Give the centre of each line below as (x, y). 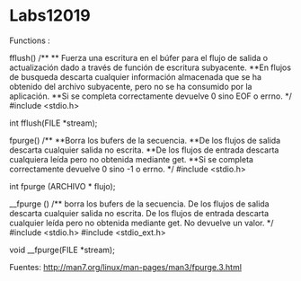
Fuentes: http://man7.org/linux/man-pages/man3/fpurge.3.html (126, 267)
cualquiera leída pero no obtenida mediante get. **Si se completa (132, 159)
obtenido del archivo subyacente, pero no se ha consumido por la (131, 86)
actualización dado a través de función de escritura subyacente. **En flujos (150, 67)
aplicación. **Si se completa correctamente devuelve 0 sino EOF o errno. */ (150, 96)
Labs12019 (50, 16)
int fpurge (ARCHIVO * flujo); (62, 186)
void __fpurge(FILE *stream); (62, 250)
